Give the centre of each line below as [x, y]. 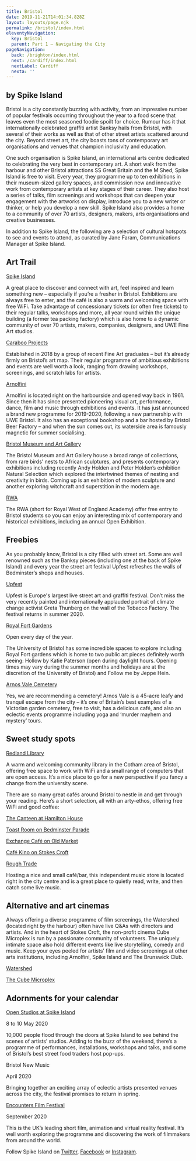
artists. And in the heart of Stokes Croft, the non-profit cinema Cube [88, 932]
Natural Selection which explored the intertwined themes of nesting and [92, 474]
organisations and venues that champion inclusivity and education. [86, 146]
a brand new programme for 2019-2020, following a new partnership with [94, 414]
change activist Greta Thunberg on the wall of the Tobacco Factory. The [93, 608]
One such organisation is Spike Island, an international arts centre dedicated [98, 158]
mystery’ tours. [24, 720]
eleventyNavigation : [31, 33]
